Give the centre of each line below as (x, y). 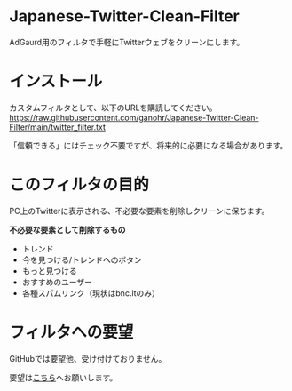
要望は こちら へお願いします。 (63, 377)
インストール (56, 81)
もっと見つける (49, 271)
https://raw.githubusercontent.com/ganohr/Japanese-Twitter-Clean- (134, 117)
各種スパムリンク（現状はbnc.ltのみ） (91, 293)
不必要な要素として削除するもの (67, 229)
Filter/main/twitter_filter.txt (58, 127)
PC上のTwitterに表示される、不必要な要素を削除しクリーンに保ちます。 (139, 211)
